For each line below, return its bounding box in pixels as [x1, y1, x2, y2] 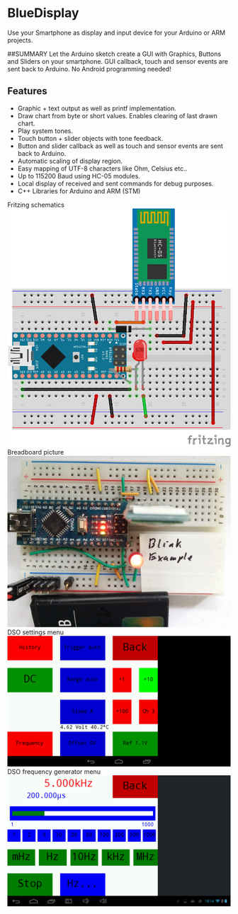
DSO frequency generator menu [7, 767, 101, 776]
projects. [7, 35, 33, 44]
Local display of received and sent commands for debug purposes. [17, 179, 214, 188]
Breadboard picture [7, 448, 64, 457]
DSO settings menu [7, 628, 64, 636]
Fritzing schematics [7, 200, 65, 209]
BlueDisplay [7, 5, 79, 21]
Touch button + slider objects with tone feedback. [17, 134, 164, 142]
